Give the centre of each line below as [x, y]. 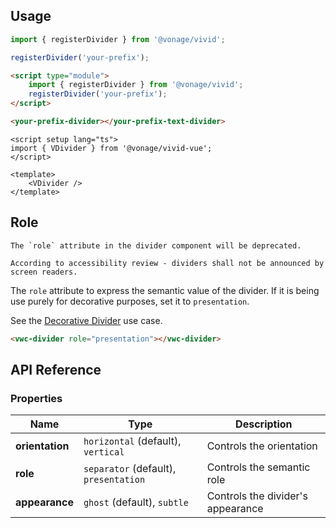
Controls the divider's [257, 496]
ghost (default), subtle [136, 502]
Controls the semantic [258, 467]
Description [264, 424]
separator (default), [130, 469]
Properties [36, 398]
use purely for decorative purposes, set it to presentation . [130, 301]
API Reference [56, 370]
